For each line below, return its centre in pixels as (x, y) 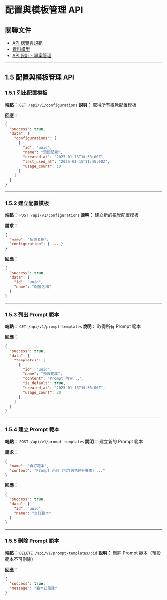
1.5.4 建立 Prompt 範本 (32, 430)
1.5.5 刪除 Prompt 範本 (32, 541)
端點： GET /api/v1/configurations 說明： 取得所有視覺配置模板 (71, 105)
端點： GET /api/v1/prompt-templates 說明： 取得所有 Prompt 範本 (73, 326)
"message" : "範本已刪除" (33, 588)
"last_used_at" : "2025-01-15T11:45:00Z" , (67, 162)
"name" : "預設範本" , (43, 374)
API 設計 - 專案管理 (32, 56)
